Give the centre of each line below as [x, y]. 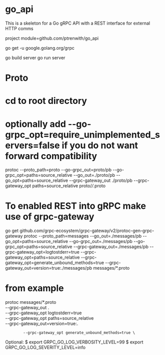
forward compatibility [51, 156]
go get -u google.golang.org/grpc [40, 48]
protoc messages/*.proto [31, 302]
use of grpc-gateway [50, 217]
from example [34, 288]
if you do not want [100, 145]
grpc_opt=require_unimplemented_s [83, 135]
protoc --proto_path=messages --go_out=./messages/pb [83, 236]
